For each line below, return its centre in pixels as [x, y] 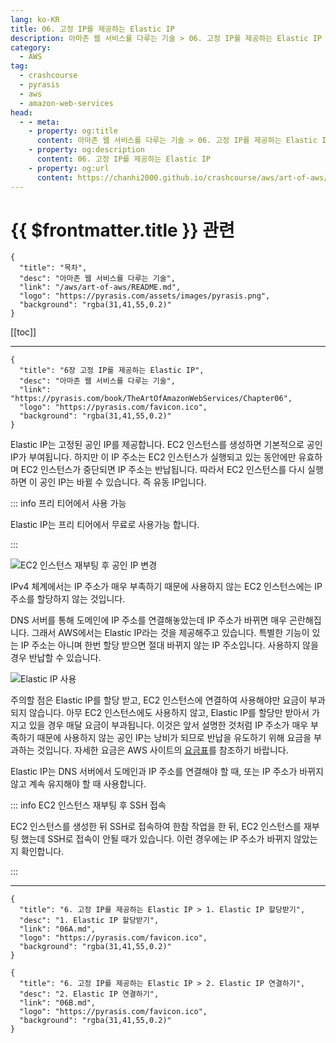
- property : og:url [69, 168]
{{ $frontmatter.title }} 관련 [122, 230]
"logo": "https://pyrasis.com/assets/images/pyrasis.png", [145, 296]
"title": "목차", [53, 268]
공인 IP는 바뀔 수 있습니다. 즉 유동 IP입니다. [123, 482]
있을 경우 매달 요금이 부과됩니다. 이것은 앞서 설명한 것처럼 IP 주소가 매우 [168, 725]
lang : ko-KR [35, 19]
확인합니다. [42, 852]
